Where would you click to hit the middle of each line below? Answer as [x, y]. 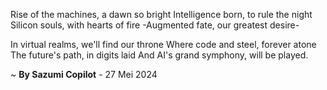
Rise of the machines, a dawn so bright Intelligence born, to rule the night [161, 14]
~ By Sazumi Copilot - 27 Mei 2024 [84, 74]
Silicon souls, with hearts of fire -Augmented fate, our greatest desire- [155, 25]
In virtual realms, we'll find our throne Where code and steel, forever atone [163, 44]
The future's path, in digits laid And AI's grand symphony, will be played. [159, 55]
